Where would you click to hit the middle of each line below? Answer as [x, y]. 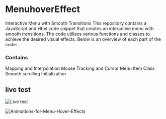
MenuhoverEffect [43, 9]
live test [18, 90]
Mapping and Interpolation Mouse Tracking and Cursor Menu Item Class [80, 68]
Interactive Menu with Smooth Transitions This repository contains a [76, 23]
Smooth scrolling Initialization [36, 74]
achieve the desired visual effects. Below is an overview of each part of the [83, 39]
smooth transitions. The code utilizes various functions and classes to [77, 34]
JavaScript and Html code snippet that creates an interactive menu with [79, 28]
